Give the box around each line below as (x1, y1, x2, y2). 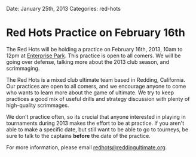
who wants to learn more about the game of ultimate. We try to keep (6, 89, 174, 96)
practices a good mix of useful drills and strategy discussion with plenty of (6, 95, 190, 102)
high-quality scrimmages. (6, 101, 69, 109)
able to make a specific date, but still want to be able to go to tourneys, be (6, 125, 189, 133)
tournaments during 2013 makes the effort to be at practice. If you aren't (6, 119, 185, 127)
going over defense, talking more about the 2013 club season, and (6, 58, 169, 65)
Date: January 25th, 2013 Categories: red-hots (6, 5, 121, 12)
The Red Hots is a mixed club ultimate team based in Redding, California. (6, 76, 185, 83)
